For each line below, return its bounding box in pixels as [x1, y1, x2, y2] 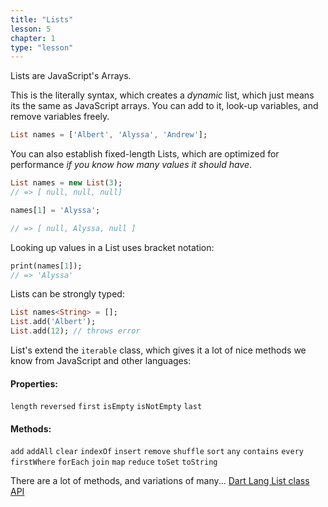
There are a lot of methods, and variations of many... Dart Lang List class [10, 475, 310, 487]
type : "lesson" [10, 42, 74, 53]
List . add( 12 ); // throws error [10, 326, 141, 336]
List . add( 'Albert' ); [10, 317, 97, 327]
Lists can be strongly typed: [10, 288, 125, 300]
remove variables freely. [10, 111, 110, 123]
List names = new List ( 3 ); [10, 178, 123, 188]
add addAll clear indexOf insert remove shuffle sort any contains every [10, 447, 304, 457]
